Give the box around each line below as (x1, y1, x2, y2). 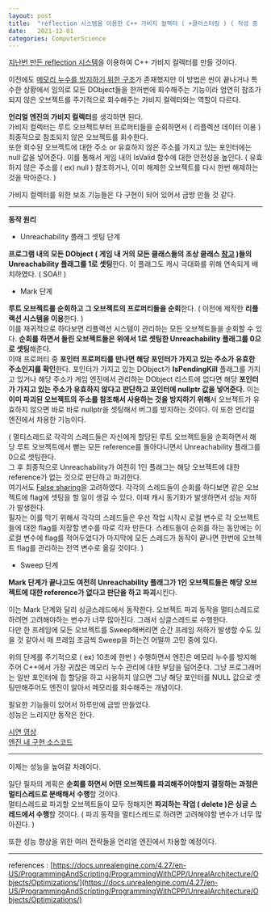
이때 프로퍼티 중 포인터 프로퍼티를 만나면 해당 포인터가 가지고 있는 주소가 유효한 (8, 354, 256, 364)
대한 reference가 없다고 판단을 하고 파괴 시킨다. (29, 588, 177, 597)
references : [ (8, 860, 54, 870)
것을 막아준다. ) (8, 173, 56, 183)
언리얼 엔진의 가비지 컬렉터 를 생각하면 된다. (8, 112, 144, 122)
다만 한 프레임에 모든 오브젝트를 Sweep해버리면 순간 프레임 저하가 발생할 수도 (8, 625, 252, 635)
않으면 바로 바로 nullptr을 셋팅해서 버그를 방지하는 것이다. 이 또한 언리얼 (29, 405, 256, 415)
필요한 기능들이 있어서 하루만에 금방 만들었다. (8, 700, 151, 710)
